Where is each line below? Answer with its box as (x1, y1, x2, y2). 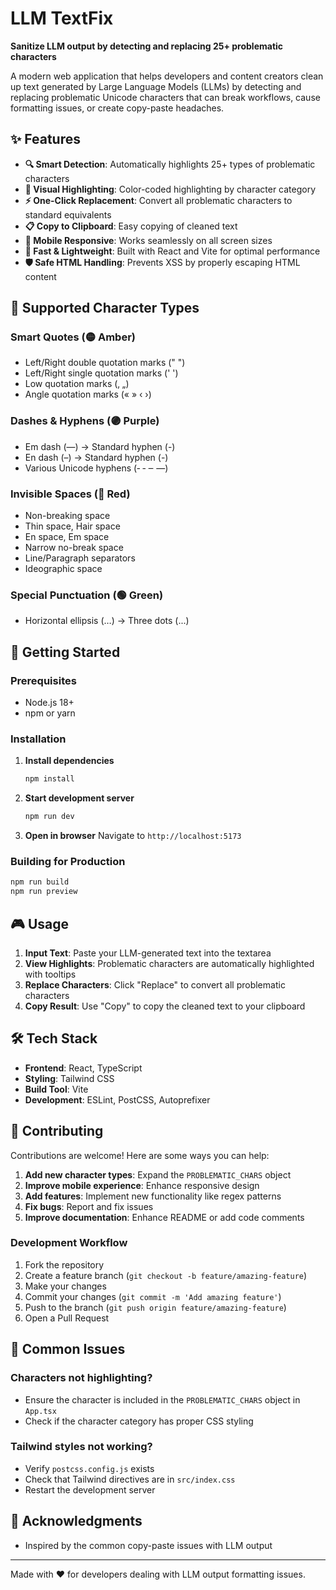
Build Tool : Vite (24, 1083, 89, 1095)
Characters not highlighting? (10, 1371, 153, 1385)
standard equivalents (24, 208, 112, 221)
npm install (24, 774, 75, 784)
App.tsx (24, 1406, 57, 1416)
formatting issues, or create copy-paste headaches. (10, 102, 225, 114)
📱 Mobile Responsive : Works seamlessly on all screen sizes (24, 234, 273, 246)
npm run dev (24, 812, 75, 822)
